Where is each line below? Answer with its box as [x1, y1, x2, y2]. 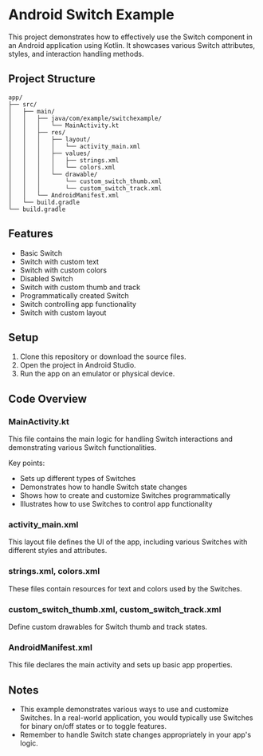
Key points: [8, 458, 45, 468]
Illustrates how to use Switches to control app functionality [19, 499, 213, 509]
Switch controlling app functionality [19, 299, 137, 308]
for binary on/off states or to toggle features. [19, 722, 167, 731]
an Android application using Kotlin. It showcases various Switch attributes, [8, 40, 255, 50]
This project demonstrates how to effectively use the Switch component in [8, 32, 253, 42]
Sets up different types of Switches [19, 474, 136, 483]
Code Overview [8, 392, 88, 405]
